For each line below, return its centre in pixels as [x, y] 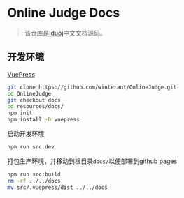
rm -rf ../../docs [34, 181]
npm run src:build [34, 174]
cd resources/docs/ [36, 107]
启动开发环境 [26, 134]
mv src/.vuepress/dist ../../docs [58, 187]
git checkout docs [34, 100]
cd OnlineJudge [29, 93]
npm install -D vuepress [43, 120]
